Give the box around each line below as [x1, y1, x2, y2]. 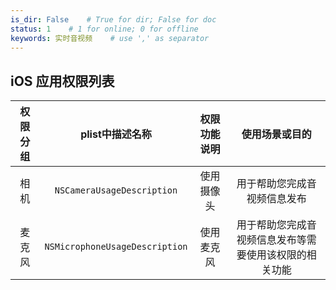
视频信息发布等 [236, 233, 307, 247]
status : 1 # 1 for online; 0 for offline [10, 24, 199, 34]
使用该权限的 [246, 248, 307, 262]
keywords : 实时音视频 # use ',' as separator [10, 33, 210, 43]
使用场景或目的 [241, 127, 312, 141]
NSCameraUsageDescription [54, 185, 178, 196]
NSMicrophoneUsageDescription [44, 241, 188, 253]
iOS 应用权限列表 [10, 72, 115, 90]
